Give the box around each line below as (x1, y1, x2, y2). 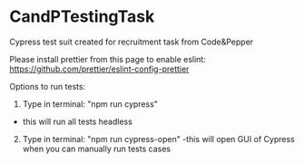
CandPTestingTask (9, 6, 155, 27)
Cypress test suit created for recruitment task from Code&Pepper (9, 36, 254, 47)
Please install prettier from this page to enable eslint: (9, 53, 206, 64)
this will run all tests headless (22, 116, 133, 127)
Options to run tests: (9, 81, 86, 91)
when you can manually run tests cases (22, 143, 171, 154)
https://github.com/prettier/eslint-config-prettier (9, 63, 190, 74)
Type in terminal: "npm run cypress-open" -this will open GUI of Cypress (22, 133, 295, 144)
